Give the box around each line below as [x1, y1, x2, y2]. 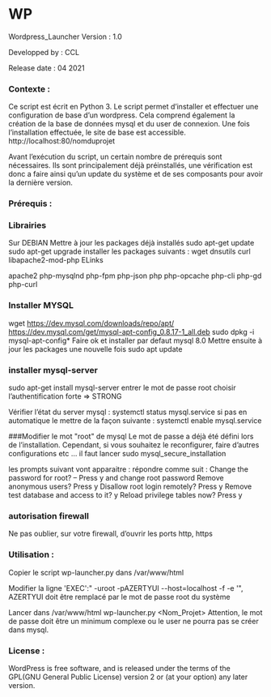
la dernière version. [8, 177, 73, 187]
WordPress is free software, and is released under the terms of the [8, 663, 231, 673]
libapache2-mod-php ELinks [8, 255, 104, 265]
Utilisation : [8, 549, 54, 560]
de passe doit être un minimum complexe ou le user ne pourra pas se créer [8, 616, 259, 626]
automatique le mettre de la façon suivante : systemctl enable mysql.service [8, 416, 262, 425]
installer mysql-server [8, 364, 99, 375]
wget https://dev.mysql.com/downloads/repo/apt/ [8, 318, 175, 328]
